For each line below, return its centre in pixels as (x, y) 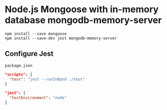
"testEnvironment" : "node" (38, 98)
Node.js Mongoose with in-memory (82, 9)
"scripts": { (19, 74)
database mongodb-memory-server (83, 20)
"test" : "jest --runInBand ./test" (47, 79)
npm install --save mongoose (36, 34)
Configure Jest (29, 54)
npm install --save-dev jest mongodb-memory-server (61, 38)
